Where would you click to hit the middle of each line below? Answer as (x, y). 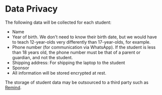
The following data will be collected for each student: (58, 22)
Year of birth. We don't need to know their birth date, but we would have (84, 37)
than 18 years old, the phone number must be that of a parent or (76, 52)
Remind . (13, 87)
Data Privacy (31, 9)
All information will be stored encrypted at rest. (59, 73)
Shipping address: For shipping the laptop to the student (69, 63)
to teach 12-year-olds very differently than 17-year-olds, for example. (81, 42)
